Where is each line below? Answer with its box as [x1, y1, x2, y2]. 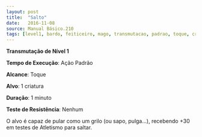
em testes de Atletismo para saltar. [6, 124, 92, 131]
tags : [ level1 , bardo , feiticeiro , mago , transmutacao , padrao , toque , [6, 31, 189, 37]
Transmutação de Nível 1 [6, 47, 69, 55]
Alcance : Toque [6, 71, 46, 78]
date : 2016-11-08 [6, 20, 55, 26]
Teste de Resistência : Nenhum [6, 106, 84, 113]
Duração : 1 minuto [6, 94, 52, 102]
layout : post [6, 8, 39, 15]
